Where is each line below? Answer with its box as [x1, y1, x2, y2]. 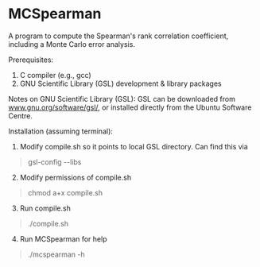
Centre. [8, 110, 33, 120]
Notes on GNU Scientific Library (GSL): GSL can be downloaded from [8, 94, 236, 103]
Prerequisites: [8, 55, 54, 64]
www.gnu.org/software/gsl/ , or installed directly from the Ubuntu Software [8, 103, 252, 112]
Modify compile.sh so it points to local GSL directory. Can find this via [19, 141, 248, 151]
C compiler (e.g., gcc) [19, 70, 91, 79]
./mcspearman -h [27, 250, 85, 259]
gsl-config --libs [27, 157, 82, 167]
